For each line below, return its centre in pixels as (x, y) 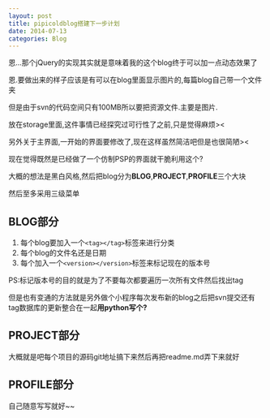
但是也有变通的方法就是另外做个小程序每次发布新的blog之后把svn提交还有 (132, 298)
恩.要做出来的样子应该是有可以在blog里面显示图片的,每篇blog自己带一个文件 (135, 80)
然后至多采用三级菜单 (44, 194)
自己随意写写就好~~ (42, 406)
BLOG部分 (34, 221)
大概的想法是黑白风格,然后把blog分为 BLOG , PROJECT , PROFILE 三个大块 (127, 176)
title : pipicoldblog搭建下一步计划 (64, 24)
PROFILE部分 (41, 385)
